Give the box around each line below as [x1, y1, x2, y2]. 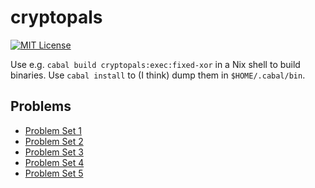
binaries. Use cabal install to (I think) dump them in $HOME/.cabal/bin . [10, 69, 306, 81]
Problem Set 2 [24, 135, 84, 147]
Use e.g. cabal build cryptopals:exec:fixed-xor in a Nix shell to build [10, 58, 301, 70]
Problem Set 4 [24, 156, 85, 168]
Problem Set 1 [24, 124, 82, 136]
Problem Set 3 [24, 146, 84, 158]
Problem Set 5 [24, 167, 84, 179]
